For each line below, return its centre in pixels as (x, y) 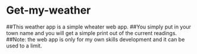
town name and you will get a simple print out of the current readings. (92, 33)
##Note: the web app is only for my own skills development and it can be (96, 39)
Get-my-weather (49, 10)
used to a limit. (24, 46)
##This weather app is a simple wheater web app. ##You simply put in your (99, 27)
